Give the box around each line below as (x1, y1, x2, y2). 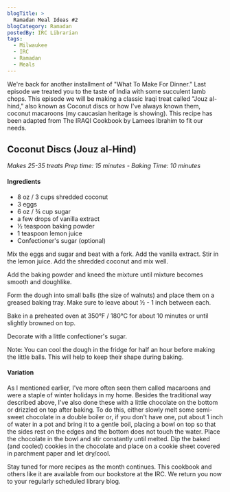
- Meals (13, 61, 36, 68)
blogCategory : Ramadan (7, 23, 72, 30)
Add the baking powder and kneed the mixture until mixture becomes (7, 270, 204, 279)
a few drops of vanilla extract (16, 214, 100, 223)
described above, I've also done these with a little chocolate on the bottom (7, 398, 218, 406)
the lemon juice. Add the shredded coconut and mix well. (7, 257, 168, 265)
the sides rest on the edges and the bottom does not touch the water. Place (7, 427, 221, 436)
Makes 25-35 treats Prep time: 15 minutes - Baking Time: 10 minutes (7, 162, 201, 170)
